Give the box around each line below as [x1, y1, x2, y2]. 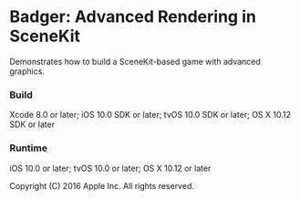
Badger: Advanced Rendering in [9, 6, 257, 27]
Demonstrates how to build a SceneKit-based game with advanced [9, 56, 262, 67]
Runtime [9, 142, 48, 154]
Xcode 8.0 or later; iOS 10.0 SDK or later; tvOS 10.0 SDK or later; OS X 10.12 [9, 110, 292, 121]
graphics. [9, 66, 46, 77]
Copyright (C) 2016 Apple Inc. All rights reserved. [9, 180, 194, 191]
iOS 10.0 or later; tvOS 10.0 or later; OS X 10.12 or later [9, 163, 212, 174]
